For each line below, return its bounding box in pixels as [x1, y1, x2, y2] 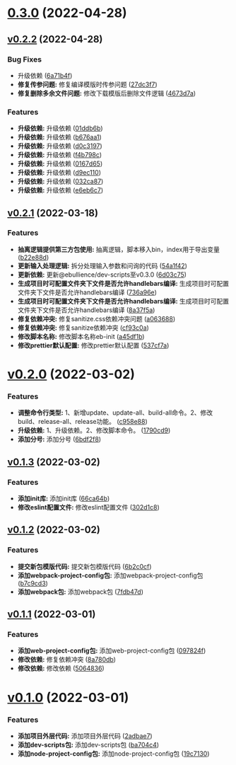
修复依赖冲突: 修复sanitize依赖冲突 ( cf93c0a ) [17, 323, 150, 332]
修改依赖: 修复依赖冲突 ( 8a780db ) [17, 655, 117, 664]
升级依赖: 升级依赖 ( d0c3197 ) [17, 142, 102, 150]
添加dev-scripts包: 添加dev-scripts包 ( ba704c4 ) [17, 740, 160, 749]
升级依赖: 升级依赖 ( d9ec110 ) [17, 168, 101, 177]
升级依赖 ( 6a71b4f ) [17, 71, 73, 79]
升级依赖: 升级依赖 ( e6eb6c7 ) [17, 186, 104, 195]
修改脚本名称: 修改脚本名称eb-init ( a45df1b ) [17, 332, 145, 340]
